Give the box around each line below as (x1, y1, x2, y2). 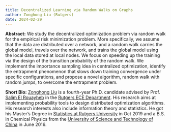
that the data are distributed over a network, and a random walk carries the (5, 42, 163, 48)
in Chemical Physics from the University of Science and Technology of (5, 116, 154, 122)
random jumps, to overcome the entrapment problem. (5, 79, 118, 85)
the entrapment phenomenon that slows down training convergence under (5, 69, 161, 75)
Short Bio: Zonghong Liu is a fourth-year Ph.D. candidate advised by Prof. (5, 89, 160, 95)
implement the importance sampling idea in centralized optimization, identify (5, 63, 166, 69)
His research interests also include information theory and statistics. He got (5, 105, 163, 112)
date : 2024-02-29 (5, 17, 42, 22)
